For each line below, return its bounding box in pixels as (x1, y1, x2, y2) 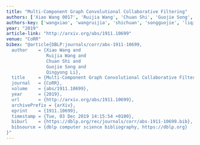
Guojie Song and (46, 63, 86, 70)
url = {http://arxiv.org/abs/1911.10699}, (11, 96, 135, 102)
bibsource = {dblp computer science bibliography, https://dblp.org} (11, 124, 187, 130)
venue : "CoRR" (6, 36, 42, 42)
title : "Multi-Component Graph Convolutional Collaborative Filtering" (6, 8, 187, 15)
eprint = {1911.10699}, (11, 108, 79, 114)
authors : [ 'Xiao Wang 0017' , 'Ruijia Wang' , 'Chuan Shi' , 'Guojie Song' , (6, 14, 193, 20)
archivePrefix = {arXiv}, (11, 102, 76, 108)
